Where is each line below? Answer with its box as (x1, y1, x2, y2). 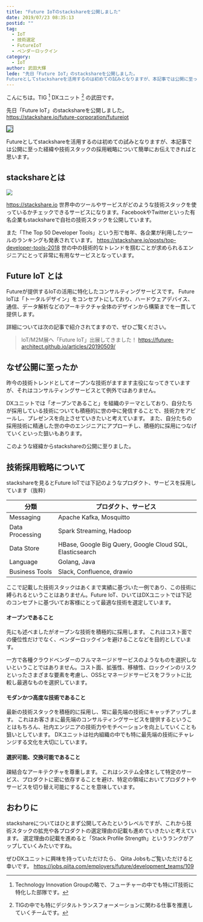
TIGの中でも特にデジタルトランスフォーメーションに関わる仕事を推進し (14, 901, 193, 909)
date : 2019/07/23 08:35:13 (6, 14, 74, 21)
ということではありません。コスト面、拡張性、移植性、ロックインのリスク (11, 664, 197, 671)
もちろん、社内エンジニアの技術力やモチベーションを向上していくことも (16, 723, 197, 731)
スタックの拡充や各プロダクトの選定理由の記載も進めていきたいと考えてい (11, 827, 197, 834)
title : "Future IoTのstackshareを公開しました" (6, 8, 121, 15)
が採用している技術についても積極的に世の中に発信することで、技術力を (6, 407, 185, 414)
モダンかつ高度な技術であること (6, 694, 86, 701)
